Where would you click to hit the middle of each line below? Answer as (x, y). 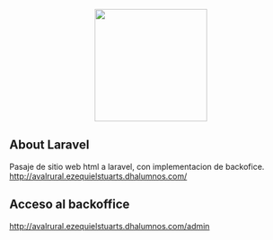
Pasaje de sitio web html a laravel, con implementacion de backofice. (137, 166)
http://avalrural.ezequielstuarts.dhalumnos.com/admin (110, 226)
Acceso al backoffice (70, 204)
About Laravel (49, 145)
